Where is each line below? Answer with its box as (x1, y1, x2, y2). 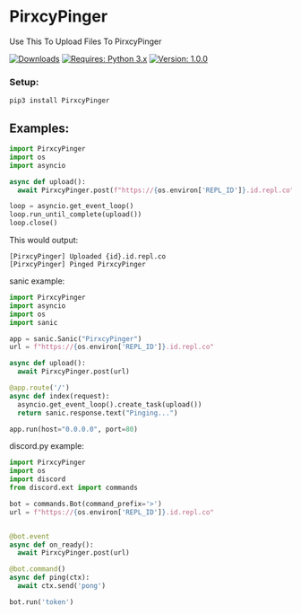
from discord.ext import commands (9, 483, 139, 493)
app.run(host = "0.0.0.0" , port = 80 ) (9, 425, 139, 434)
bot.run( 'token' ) (9, 597, 74, 607)
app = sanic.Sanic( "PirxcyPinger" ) (9, 334, 142, 343)
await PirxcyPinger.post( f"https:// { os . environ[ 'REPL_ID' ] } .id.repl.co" (17, 186, 295, 195)
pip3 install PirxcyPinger (9, 96, 110, 105)
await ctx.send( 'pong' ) (17, 582, 106, 591)
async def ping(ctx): (9, 573, 90, 583)
